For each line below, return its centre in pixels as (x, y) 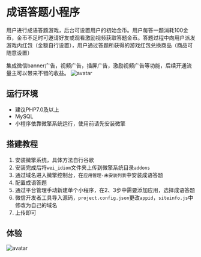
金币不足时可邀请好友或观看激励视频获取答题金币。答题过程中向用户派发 (106, 37)
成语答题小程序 (43, 12)
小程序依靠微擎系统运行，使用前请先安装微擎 (70, 123)
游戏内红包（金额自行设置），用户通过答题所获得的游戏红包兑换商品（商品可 (100, 45)
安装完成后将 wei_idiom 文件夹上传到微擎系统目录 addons (82, 167)
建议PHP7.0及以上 (37, 110)
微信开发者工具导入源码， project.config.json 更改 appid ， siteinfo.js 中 (104, 197)
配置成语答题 (31, 182)
